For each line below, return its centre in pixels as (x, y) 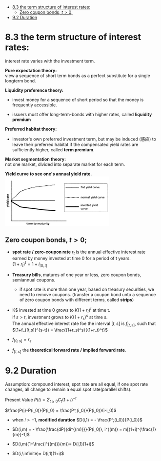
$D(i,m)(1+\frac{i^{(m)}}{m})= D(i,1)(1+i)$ (53, 444)
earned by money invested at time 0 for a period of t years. (71, 258)
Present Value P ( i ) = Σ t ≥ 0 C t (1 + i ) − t (41, 400)
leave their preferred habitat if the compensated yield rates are (75, 144)
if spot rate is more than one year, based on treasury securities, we (87, 289)
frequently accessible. (34, 105)
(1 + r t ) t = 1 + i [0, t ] (30, 264)
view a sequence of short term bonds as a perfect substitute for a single (78, 76)
